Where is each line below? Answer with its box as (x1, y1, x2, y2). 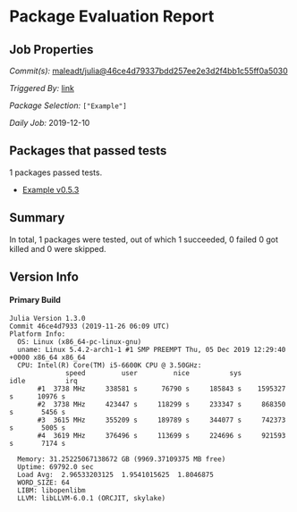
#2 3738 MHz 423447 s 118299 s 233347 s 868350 (37, 400, 286, 409)
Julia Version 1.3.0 (9, 315, 87, 323)
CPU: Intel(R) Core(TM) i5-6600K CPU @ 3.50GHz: (17, 361, 202, 370)
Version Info (9, 270, 79, 285)
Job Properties (9, 42, 94, 57)
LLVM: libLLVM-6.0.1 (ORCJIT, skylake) (17, 494, 166, 503)
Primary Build (9, 294, 61, 305)
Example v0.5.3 (21, 184, 80, 195)
